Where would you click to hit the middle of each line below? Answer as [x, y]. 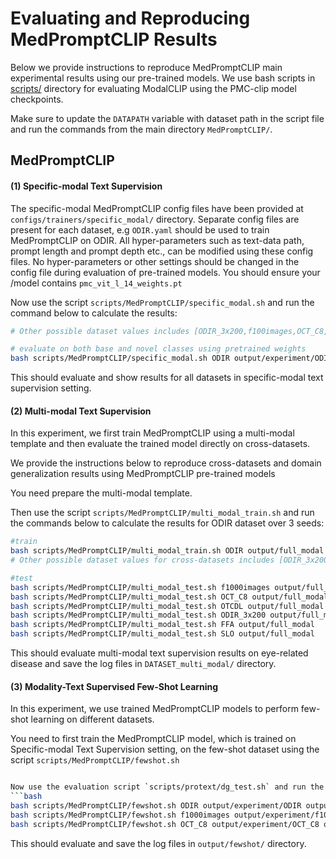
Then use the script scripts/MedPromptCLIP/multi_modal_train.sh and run [162, 513]
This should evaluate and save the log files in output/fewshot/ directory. [158, 843]
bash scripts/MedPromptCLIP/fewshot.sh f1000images [120, 815]
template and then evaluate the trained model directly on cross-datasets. [160, 444]
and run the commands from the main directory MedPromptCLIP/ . [141, 129]
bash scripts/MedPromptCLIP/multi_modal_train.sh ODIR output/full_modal [167, 551]
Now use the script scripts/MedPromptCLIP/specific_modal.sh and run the [162, 302]
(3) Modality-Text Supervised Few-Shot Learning [114, 686]
